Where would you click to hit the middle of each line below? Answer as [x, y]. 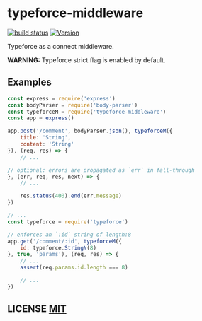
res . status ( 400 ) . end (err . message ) [71, 196]
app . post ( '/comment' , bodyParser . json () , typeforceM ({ [90, 131]
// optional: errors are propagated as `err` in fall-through [101, 170]
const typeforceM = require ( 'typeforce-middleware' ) [87, 112]
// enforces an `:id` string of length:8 [69, 235]
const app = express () [41, 118]
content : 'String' [47, 144]
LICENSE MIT [37, 309]
